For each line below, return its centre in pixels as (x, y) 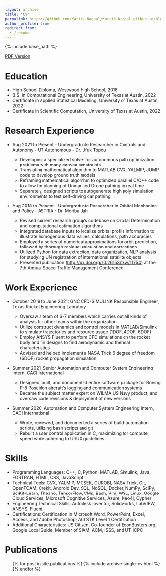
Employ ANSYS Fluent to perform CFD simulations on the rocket (85, 337)
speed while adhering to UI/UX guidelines (62, 438)
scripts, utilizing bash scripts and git (57, 428)
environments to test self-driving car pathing (65, 196)
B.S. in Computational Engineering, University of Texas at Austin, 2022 (84, 95)
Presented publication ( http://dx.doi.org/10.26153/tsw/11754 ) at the (87, 262)
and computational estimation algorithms (61, 226)
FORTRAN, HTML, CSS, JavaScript (48, 477)
